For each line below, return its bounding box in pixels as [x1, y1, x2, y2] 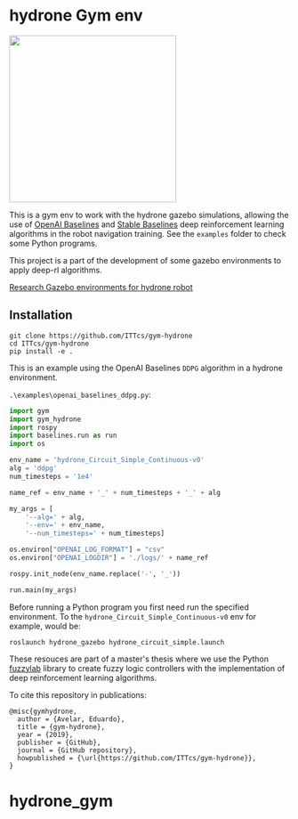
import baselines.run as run [9, 431, 117, 441]
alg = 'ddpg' [9, 464, 58, 473]
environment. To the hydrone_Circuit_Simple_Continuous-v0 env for [9, 611, 256, 621]
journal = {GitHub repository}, [17, 745, 138, 755]
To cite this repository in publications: [9, 689, 147, 700]
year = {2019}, [17, 730, 74, 739]
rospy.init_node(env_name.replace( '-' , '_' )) [9, 569, 181, 579]
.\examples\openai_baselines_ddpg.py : [9, 389, 151, 400]
